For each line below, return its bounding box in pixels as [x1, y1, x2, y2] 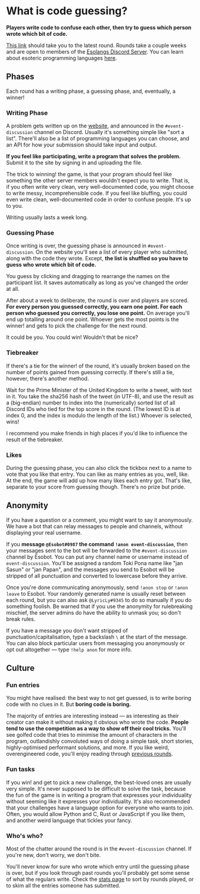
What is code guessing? [6, 4, 128, 18]
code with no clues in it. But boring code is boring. [6, 701, 132, 708]
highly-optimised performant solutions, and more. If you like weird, [6, 744, 170, 751]
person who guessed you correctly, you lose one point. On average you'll [6, 310, 190, 317]
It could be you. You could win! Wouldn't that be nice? [6, 334, 139, 341]
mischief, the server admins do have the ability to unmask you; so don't [6, 609, 182, 616]
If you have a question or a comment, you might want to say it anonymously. [6, 516, 193, 524]
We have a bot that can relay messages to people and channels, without [6, 522, 183, 529]
